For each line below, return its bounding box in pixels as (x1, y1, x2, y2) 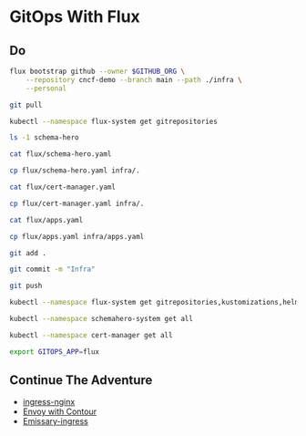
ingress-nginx (22, 397, 76, 408)
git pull (9, 100, 43, 109)
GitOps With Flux (9, 6, 141, 27)
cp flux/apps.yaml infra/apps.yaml (9, 232, 145, 241)
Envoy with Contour (22, 406, 97, 417)
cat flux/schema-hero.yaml (9, 150, 112, 159)
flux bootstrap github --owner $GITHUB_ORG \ (9, 67, 185, 76)
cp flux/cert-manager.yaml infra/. (9, 199, 145, 208)
